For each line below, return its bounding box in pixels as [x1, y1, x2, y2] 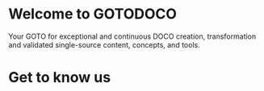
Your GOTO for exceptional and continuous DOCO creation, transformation [8, 31, 257, 41]
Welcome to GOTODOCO [8, 5, 178, 23]
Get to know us [8, 68, 111, 87]
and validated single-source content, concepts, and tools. [8, 39, 200, 49]
